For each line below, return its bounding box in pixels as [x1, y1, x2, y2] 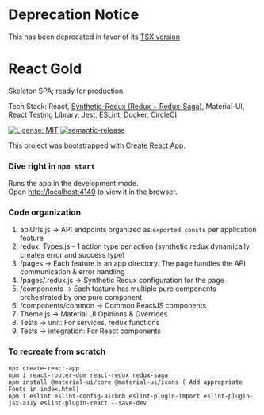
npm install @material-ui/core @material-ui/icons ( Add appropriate [8, 378, 243, 386]
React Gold [8, 60, 82, 78]
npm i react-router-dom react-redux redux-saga [8, 371, 169, 379]
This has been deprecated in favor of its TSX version [8, 32, 181, 41]
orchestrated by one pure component [19, 293, 143, 302]
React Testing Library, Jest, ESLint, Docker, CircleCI [8, 110, 177, 119]
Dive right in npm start [8, 161, 95, 172]
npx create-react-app [8, 364, 80, 372]
